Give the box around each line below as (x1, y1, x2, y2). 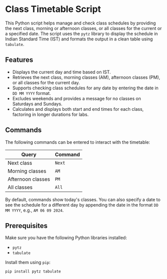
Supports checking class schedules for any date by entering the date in (12, 85, 159, 91)
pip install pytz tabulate (5, 269, 61, 274)
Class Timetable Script (5, 3, 101, 15)
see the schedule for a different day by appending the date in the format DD (5, 202, 159, 208)
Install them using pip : (5, 260, 51, 266)
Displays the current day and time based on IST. (12, 69, 111, 75)
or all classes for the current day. (12, 79, 81, 85)
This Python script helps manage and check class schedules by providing (5, 20, 156, 26)
